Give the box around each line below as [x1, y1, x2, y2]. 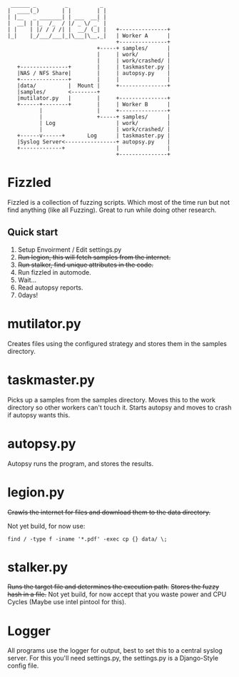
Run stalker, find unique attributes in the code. [17, 260, 154, 269]
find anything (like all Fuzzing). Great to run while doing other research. [7, 205, 217, 214]
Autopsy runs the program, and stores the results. [7, 459, 154, 468]
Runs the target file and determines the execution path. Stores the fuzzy [7, 583, 220, 591]
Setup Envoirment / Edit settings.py [17, 245, 122, 254]
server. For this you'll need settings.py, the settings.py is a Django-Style [7, 654, 219, 663]
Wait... [17, 275, 37, 284]
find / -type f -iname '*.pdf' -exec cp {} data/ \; [7, 535, 168, 543]
